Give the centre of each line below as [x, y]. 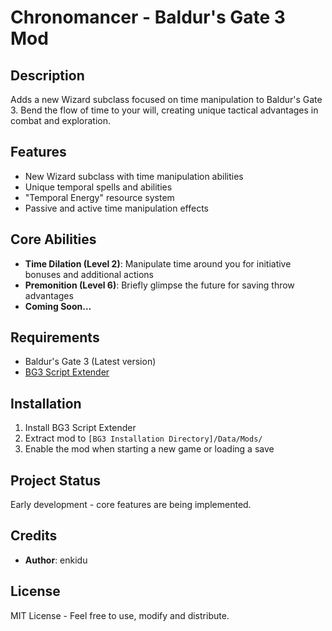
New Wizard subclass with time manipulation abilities [134, 176]
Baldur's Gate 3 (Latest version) [90, 362]
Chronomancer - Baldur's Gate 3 [148, 17]
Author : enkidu [56, 560]
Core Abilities [53, 239]
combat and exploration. [61, 120]
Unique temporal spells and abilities [98, 187]
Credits [34, 536]
